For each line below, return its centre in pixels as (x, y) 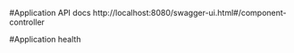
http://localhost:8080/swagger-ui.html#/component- (190, 13)
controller (27, 22)
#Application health (45, 39)
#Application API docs (50, 13)
